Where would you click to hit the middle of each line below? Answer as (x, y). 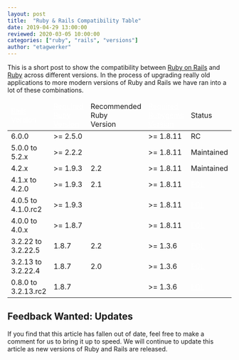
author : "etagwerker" (39, 47)
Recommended (116, 106)
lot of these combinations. (46, 90)
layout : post (27, 14)
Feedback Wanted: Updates (70, 317)
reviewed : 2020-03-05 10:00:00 (54, 34)
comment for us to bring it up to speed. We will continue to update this (111, 341)
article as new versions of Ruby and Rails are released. (87, 349)
